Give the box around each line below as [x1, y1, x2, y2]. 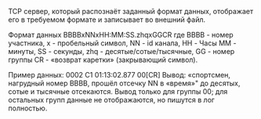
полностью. [8, 103, 48, 113]
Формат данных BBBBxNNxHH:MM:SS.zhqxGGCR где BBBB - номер [8, 31, 234, 39]
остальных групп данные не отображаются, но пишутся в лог [8, 96, 216, 104]
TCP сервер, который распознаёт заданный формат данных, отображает [8, 7, 253, 16]
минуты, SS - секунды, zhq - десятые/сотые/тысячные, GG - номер [8, 47, 235, 56]
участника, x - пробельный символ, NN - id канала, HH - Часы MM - [8, 38, 237, 48]
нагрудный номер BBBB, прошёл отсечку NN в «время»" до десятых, [8, 78, 241, 88]
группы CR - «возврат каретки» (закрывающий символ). [8, 55, 198, 64]
